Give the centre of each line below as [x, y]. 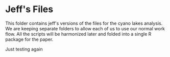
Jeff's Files [29, 9]
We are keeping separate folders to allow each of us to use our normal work [85, 28]
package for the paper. [29, 39]
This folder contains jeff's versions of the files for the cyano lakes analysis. [84, 23]
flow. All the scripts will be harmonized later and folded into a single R [78, 34]
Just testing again [24, 49]
